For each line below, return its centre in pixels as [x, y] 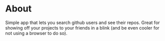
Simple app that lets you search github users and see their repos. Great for [82, 22]
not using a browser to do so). [36, 33]
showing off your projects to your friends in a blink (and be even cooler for [82, 27]
